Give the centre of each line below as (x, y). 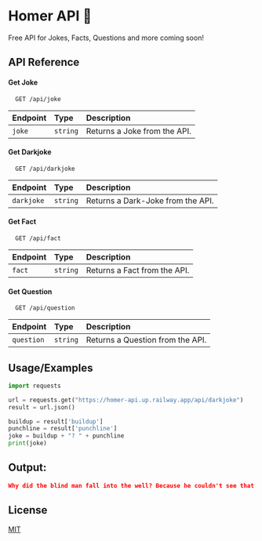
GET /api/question (45, 308)
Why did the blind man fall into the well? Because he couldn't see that (131, 485)
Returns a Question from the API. (146, 340)
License (28, 510)
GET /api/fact (38, 238)
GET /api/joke (38, 99)
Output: (27, 468)
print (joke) (27, 443)
